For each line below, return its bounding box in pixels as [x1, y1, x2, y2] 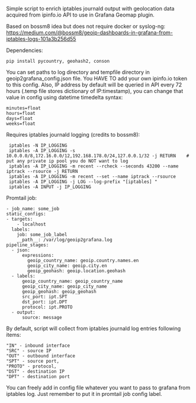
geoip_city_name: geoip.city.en [27, 263, 108, 269]
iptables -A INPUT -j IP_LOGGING [8, 184, 92, 190]
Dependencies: [6, 47, 43, 54]
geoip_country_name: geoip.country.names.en [27, 257, 139, 263]
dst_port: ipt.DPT [21, 299, 68, 305]
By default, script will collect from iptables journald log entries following [6, 325, 181, 332]
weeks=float [6, 121, 36, 127]
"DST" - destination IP [6, 369, 65, 375]
